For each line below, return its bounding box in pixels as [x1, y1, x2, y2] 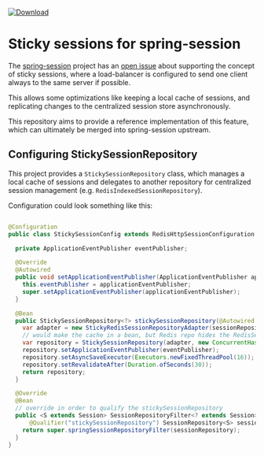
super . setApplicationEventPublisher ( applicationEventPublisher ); [22, 287, 241, 295]
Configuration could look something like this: [8, 201, 153, 210]
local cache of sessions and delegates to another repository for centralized [8, 177, 251, 187]
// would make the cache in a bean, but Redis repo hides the [22, 332, 230, 339]
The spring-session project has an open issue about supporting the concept [8, 61, 255, 70]
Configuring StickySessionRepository [8, 148, 198, 161]
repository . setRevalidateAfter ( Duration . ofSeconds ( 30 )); [22, 361, 213, 369]
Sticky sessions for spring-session [8, 35, 241, 53]
